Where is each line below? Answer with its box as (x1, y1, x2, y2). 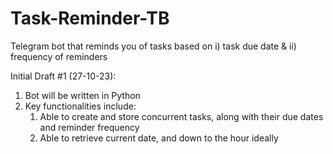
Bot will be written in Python (24, 89, 141, 101)
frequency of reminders (10, 50, 108, 62)
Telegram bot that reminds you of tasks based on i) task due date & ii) (10, 40, 297, 52)
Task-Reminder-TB (10, 7, 170, 30)
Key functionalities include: (24, 100, 137, 112)
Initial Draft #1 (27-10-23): (10, 70, 117, 82)
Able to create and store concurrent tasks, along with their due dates (39, 110, 324, 122)
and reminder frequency (39, 121, 140, 133)
